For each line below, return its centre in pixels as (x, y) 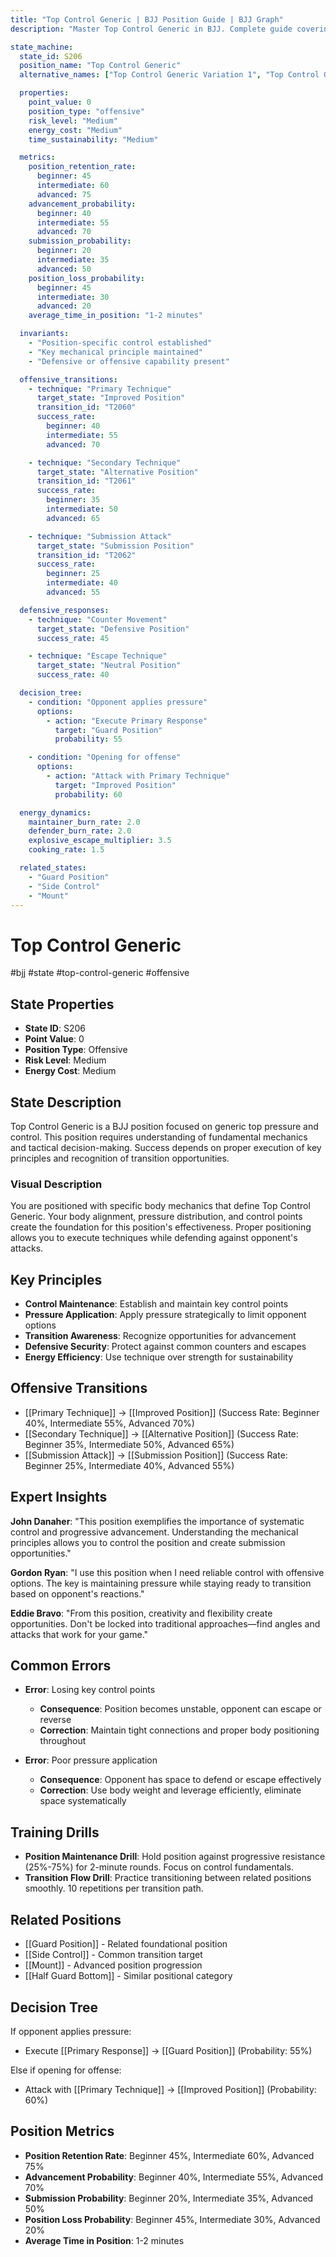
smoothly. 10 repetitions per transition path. (114, 1888)
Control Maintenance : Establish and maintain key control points (156, 1304)
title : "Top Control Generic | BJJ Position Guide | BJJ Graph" (147, 19)
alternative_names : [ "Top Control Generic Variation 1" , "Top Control (169, 75)
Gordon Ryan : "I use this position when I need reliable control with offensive (167, 1572)
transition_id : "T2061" (86, 481)
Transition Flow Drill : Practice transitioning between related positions (168, 1878)
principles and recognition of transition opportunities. (120, 1158)
